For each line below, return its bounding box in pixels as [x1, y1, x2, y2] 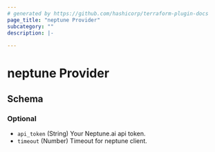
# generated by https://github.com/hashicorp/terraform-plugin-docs [7, 10, 209, 17]
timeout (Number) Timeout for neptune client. [17, 137, 147, 145]
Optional [7, 113, 37, 123]
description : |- [7, 29, 54, 37]
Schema [7, 93, 44, 104]
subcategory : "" [7, 23, 54, 30]
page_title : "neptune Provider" [7, 17, 100, 23]
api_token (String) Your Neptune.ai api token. [17, 129, 147, 137]
